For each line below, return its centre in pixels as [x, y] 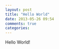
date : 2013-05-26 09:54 [30, 19]
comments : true [21, 24]
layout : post [19, 10]
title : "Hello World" [28, 14]
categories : [17, 28]
